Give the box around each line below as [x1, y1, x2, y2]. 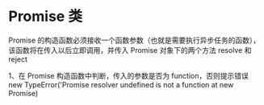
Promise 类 [8, 7, 83, 26]
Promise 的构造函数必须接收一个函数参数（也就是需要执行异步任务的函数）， [8, 35, 261, 45]
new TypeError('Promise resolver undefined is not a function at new [8, 79, 234, 89]
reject [8, 54, 28, 64]
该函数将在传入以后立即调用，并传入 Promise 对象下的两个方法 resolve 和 [8, 45, 252, 55]
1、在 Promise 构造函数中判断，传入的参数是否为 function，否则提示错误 [8, 71, 249, 80]
